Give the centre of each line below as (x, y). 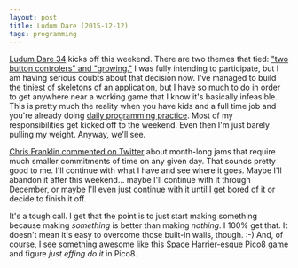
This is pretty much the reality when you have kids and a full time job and (143, 106)
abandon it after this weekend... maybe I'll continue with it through (130, 180)
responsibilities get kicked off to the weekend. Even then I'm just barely (140, 125)
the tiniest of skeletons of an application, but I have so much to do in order (145, 87)
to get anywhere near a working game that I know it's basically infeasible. (143, 97)
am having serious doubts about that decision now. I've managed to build (143, 78)
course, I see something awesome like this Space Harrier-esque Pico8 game (149, 244)
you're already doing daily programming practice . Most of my (121, 115)
